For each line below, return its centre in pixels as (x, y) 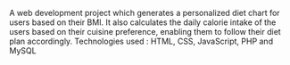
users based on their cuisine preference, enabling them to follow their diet (145, 32)
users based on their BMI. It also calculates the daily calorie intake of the (143, 22)
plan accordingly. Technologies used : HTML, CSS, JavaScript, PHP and (141, 41)
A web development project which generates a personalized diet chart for (145, 13)
